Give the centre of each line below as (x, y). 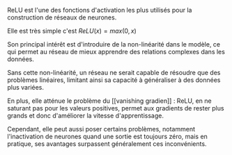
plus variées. (25, 87)
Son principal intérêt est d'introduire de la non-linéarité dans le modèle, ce (114, 44)
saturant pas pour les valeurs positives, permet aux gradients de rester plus (116, 108)
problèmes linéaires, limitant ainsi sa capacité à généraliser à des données (114, 80)
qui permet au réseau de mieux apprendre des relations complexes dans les (116, 52)
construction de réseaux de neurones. (62, 17)
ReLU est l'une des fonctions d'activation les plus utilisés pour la (100, 10)
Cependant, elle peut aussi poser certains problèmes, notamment (101, 129)
